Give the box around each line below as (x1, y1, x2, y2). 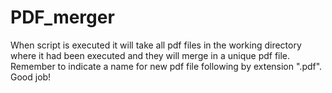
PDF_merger (10, 6, 115, 29)
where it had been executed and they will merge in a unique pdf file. (10, 49, 291, 61)
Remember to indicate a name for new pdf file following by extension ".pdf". (10, 60, 323, 72)
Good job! (10, 71, 52, 83)
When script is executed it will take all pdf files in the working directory (10, 39, 302, 51)
